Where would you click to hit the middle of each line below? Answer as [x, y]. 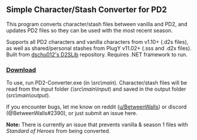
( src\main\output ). [28, 96]
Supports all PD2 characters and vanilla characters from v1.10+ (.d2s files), [97, 42]
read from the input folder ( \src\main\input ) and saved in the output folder [96, 89]
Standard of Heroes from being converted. [58, 131]
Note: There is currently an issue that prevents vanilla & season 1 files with [97, 125]
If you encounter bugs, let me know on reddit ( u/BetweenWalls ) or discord [96, 107]
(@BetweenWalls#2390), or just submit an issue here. [72, 113]
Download [21, 69]
